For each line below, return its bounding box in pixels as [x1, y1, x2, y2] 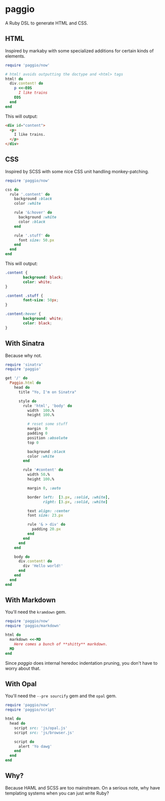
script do [14, 739, 35, 744]
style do [18, 398, 37, 404]
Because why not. [5, 352, 42, 358]
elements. [5, 53, 26, 59]
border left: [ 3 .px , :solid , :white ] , [27, 495, 110, 500]
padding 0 [27, 431, 48, 436]
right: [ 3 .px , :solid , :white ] [43, 499, 108, 505]
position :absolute [27, 435, 68, 440]
